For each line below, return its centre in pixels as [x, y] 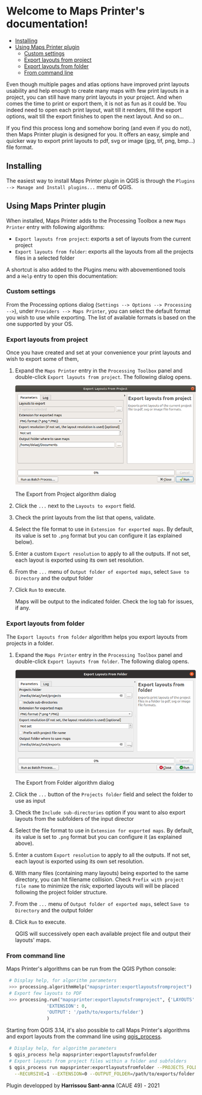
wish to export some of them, [43, 359]
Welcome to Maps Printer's [76, 11]
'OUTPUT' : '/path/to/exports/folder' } [95, 1012]
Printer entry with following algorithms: [56, 227]
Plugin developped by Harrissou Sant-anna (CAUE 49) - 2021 [83, 1085]
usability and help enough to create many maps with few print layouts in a [97, 90]
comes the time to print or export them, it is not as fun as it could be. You [96, 103]
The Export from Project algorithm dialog [65, 494]
